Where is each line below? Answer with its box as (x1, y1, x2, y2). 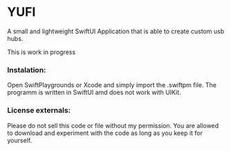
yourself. (7, 136, 33, 144)
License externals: (7, 105, 71, 115)
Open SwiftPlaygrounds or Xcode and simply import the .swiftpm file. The (7, 81, 216, 89)
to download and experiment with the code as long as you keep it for (7, 129, 203, 137)
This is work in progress (7, 48, 76, 56)
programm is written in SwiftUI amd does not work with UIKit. (7, 88, 181, 97)
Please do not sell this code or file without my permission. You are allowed (7, 121, 219, 130)
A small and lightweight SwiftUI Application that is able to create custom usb (7, 27, 225, 35)
